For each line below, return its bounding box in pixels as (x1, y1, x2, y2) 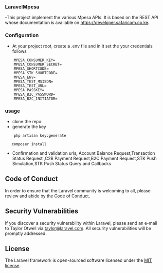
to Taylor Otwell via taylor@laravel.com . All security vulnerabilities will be (5, 225, 152, 231)
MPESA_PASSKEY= (14, 87, 45, 92)
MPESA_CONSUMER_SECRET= (14, 62, 62, 67)
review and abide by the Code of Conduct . (5, 193, 90, 199)
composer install (11, 142, 47, 147)
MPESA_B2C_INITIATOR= (14, 96, 57, 101)
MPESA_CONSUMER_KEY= (14, 58, 55, 63)
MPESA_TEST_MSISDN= (14, 79, 54, 84)
